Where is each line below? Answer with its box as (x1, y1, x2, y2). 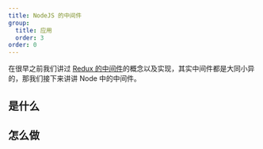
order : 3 (15, 33, 44, 42)
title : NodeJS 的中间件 (8, 11, 82, 20)
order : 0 (8, 41, 37, 49)
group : (8, 19, 30, 27)
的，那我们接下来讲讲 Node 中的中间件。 (8, 74, 141, 83)
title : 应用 (15, 26, 53, 34)
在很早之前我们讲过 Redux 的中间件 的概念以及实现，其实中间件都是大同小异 (8, 64, 255, 74)
